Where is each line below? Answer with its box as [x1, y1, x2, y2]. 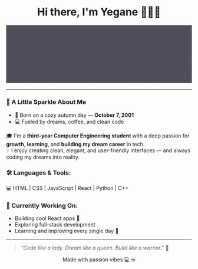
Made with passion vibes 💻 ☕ [62, 256, 136, 263]
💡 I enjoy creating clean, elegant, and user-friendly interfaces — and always [6, 147, 191, 154]
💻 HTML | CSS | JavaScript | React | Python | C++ [6, 185, 129, 192]
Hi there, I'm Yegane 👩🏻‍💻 [37, 5, 161, 19]
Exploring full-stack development [14, 221, 95, 228]
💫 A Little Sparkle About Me [6, 98, 87, 106]
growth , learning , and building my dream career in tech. [6, 140, 145, 147]
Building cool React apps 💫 [14, 215, 80, 222]
